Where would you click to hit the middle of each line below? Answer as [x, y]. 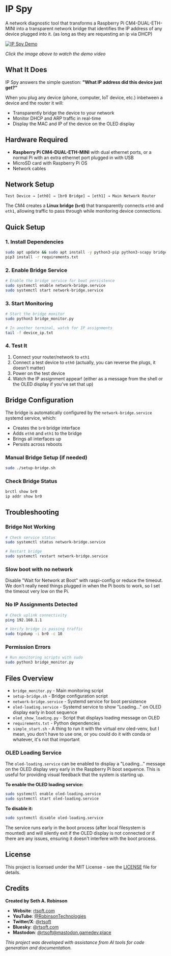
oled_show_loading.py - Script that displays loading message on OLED [86, 718]
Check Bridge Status [31, 481]
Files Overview [30, 678]
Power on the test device [39, 373]
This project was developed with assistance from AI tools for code [75, 942]
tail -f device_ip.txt [29, 333]
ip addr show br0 [24, 496]
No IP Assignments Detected [41, 605]
